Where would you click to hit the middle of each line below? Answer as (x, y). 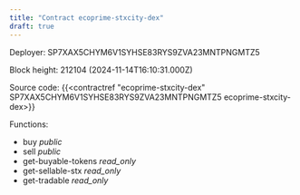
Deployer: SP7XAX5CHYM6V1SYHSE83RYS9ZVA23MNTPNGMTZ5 (135, 52)
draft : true (32, 26)
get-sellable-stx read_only (72, 171)
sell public (42, 151)
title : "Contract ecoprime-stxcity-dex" (87, 18)
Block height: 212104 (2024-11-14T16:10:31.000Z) (101, 70)
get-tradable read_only (65, 180)
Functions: (29, 124)
